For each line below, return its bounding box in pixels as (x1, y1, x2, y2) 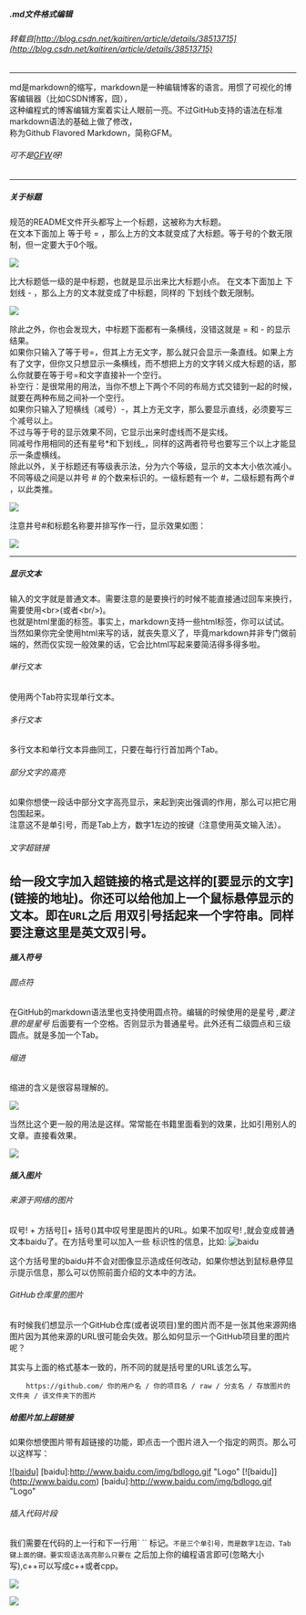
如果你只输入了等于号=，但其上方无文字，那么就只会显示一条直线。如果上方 (9, 346, 294, 357)
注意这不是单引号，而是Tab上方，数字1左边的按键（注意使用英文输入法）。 (9, 819, 287, 830)
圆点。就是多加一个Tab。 (9, 1029, 104, 1040)
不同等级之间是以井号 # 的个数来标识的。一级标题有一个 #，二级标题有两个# (9, 471, 295, 483)
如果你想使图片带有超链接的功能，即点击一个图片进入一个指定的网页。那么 (9, 1437, 289, 1448)
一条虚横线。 (16, 449, 66, 460)
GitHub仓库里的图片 (9, 1289, 84, 1301)
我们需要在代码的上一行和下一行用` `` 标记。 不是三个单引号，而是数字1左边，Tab (9, 1537, 291, 1548)
